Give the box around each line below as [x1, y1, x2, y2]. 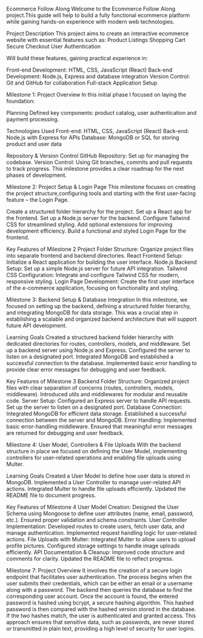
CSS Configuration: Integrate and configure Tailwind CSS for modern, [6, 272, 180, 278]
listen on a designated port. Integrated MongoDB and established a [6, 353, 174, 360]
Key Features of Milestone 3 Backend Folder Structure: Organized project [6, 378, 190, 385]
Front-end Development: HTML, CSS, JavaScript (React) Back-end [6, 66, 173, 74]
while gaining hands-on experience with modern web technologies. [6, 18, 175, 25]
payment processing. [6, 115, 59, 123]
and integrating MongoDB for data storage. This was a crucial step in [6, 309, 178, 316]
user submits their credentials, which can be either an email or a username [6, 580, 193, 587]
